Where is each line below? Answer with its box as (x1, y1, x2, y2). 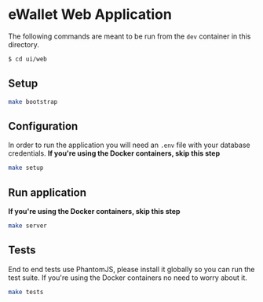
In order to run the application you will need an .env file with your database (8, 140, 250, 150)
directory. (8, 39, 39, 49)
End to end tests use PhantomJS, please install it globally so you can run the (8, 264, 255, 274)
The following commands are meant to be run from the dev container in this (8, 31, 251, 41)
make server (8, 222, 47, 230)
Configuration (8, 120, 79, 133)
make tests (8, 288, 44, 296)
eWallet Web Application (8, 6, 173, 24)
